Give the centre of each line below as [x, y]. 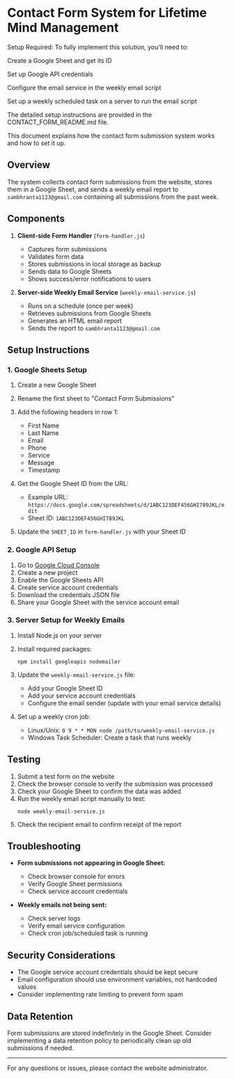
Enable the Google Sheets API [60, 580]
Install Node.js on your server [60, 635]
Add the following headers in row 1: [68, 412]
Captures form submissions [67, 249]
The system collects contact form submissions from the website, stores [110, 182]
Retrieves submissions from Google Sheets [89, 313]
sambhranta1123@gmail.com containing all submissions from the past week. [113, 196]
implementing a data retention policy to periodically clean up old [99, 1041]
